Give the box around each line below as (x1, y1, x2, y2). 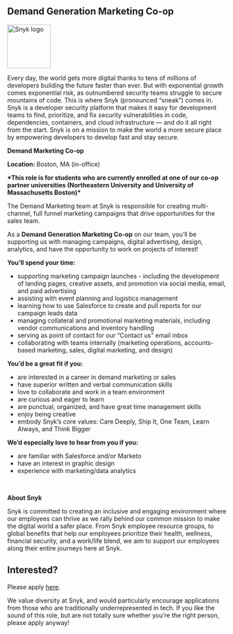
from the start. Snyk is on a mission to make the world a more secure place (7, 125, 222, 134)
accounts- (184, 338, 214, 347)
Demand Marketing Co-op (7, 146, 85, 155)
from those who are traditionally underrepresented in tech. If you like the (7, 603, 215, 612)
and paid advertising (17, 286, 77, 295)
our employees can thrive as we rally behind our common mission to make (7, 514, 220, 523)
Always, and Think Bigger (17, 424, 91, 433)
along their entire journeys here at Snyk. (7, 543, 122, 552)
